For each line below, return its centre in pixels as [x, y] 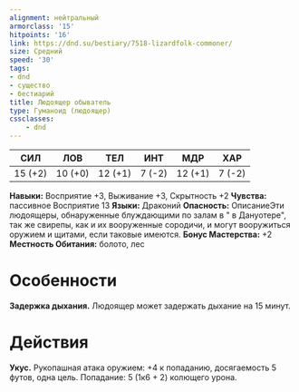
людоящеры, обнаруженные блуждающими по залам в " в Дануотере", [148, 215]
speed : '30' [32, 60]
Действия [49, 343]
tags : [19, 69]
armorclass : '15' [42, 26]
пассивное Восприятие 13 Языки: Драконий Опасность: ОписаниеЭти [147, 206]
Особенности [63, 281]
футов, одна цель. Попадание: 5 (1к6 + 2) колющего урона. [123, 377]
